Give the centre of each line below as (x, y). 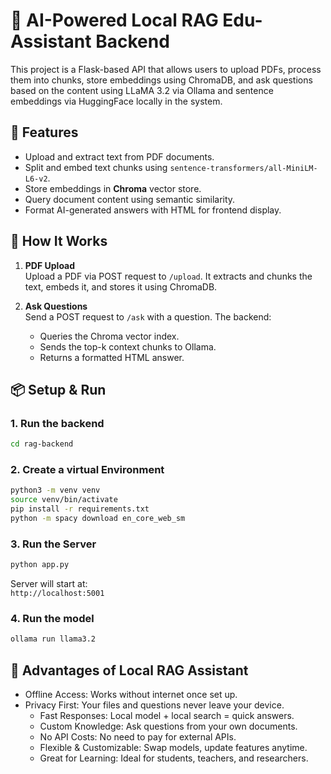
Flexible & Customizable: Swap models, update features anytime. (173, 748)
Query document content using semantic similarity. (130, 199)
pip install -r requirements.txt (80, 509)
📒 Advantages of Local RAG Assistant (129, 670)
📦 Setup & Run (58, 389)
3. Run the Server (53, 544)
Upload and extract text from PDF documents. (119, 156)
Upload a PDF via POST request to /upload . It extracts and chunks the (168, 276)
